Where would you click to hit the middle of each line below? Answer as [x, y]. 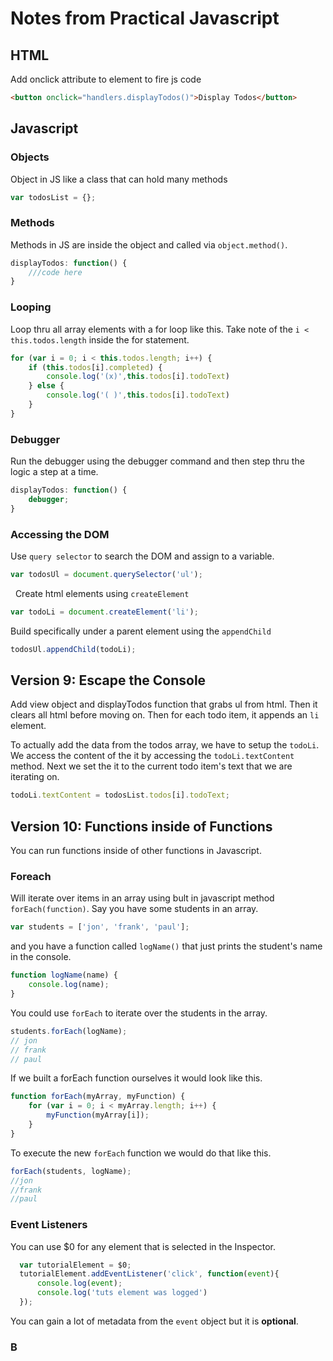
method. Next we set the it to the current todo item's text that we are [151, 766]
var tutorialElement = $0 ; [75, 1265]
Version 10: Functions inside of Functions [141, 826]
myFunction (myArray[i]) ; [98, 1115]
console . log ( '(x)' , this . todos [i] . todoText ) [138, 377]
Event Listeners [49, 1225]
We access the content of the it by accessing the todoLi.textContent [152, 756]
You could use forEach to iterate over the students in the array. [139, 1013]
